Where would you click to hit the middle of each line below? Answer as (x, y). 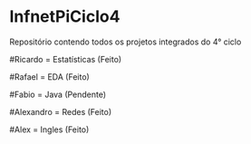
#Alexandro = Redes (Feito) (61, 111)
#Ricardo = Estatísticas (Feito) (66, 59)
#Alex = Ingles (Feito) (49, 130)
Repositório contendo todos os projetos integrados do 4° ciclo (125, 42)
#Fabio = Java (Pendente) (58, 94)
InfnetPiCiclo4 (65, 17)
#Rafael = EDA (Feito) (50, 77)
